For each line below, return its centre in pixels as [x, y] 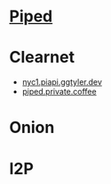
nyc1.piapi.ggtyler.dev [62, 82]
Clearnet [42, 58]
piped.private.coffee [59, 92]
